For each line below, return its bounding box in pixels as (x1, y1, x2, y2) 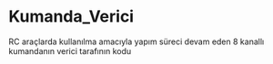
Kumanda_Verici (8, 6, 134, 27)
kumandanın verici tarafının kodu (8, 45, 132, 56)
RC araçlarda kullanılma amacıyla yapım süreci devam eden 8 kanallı (8, 36, 265, 47)
